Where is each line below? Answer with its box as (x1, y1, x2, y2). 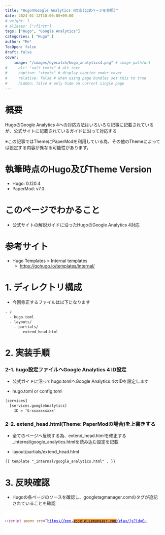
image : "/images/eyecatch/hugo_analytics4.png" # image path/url (14, 60, 151, 65)
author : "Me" (5, 40, 32, 45)
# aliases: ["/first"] (5, 24, 52, 29)
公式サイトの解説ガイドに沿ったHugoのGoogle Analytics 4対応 (12, 222, 140, 227)
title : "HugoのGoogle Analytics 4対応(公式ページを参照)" (5, 8, 118, 13)
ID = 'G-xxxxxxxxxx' (14, 408, 56, 413)
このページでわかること (5, 204, 100, 216)
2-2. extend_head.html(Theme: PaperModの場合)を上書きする (5, 420, 156, 427)
